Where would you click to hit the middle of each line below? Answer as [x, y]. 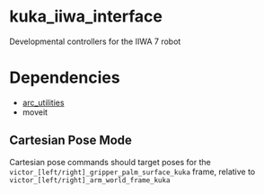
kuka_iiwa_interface [86, 17]
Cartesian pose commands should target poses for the [110, 162]
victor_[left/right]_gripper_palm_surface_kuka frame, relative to [132, 172]
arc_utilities [43, 102]
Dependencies [65, 78]
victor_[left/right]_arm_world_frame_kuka [90, 180]
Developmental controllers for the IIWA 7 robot [95, 41]
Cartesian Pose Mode [71, 141]
